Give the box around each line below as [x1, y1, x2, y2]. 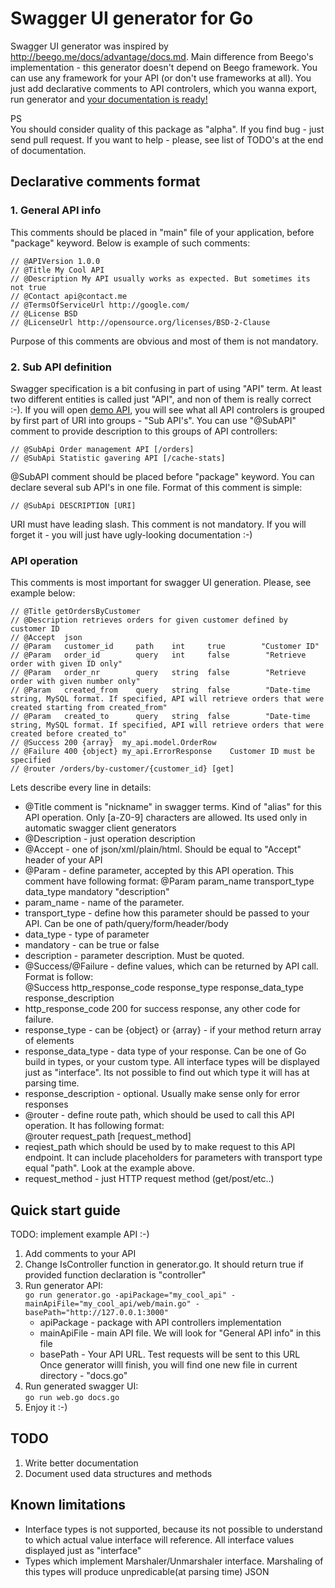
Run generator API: [24, 1280, 104, 1292]
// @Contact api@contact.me [10, 291, 128, 301]
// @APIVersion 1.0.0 [10, 256, 101, 266]
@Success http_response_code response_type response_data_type [24, 982, 304, 994]
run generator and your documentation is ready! [10, 93, 208, 105]
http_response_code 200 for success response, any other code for [24, 1003, 301, 1015]
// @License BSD [10, 308, 78, 319]
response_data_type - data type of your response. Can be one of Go [24, 1045, 307, 1057]
